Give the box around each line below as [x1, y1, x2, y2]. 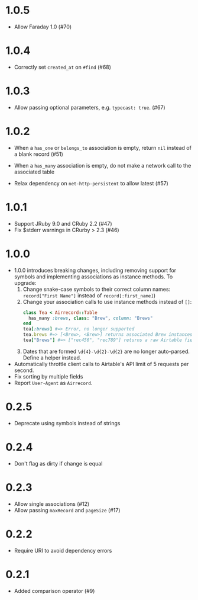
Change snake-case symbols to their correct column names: [22, 285, 171, 293]
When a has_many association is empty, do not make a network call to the [14, 162, 191, 169]
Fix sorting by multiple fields [14, 373, 83, 380]
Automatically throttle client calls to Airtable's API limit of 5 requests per [14, 360, 189, 367]
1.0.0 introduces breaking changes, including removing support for [14, 267, 177, 274]
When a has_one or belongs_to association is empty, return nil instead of [14, 144, 191, 151]
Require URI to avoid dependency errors [14, 547, 112, 554]
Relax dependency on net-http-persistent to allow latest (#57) [14, 179, 169, 187]
